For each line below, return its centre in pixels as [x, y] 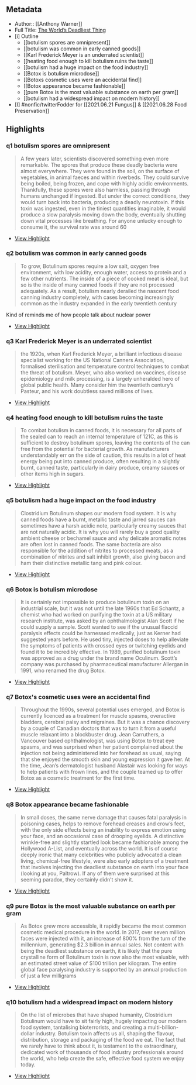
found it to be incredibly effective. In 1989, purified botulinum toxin [100, 652]
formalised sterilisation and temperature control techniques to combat [104, 366]
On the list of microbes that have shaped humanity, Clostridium [96, 1015]
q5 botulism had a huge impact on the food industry [81, 501]
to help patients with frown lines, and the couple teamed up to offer [102, 772]
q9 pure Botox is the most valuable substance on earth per [91, 906]
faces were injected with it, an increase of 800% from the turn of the [103, 938]
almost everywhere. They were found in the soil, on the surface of [100, 171]
